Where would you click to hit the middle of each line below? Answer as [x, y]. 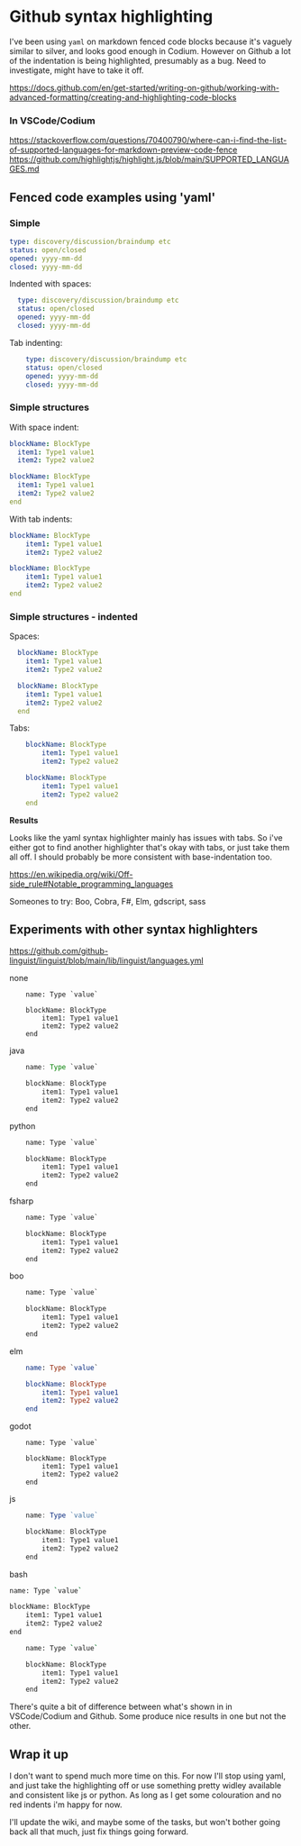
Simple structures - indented [73, 616]
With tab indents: [41, 519]
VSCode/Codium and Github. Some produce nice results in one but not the [148, 1716]
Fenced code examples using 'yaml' [113, 197]
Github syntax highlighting [111, 17]
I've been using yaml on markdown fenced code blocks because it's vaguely [151, 41]
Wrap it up [39, 1754]
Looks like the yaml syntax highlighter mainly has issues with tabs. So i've [146, 837]
